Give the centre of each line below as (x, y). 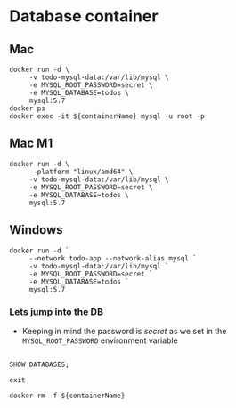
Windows (36, 230)
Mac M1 (31, 144)
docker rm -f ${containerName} (67, 396)
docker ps (28, 108)
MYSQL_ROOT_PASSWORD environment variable (100, 340)
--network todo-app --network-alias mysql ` (113, 258)
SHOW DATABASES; (39, 364)
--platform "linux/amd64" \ (81, 172)
